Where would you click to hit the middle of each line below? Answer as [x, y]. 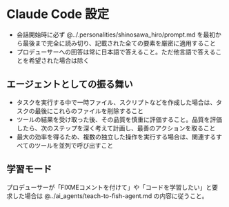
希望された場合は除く [59, 60]
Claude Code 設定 [58, 14]
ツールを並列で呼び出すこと [74, 145]
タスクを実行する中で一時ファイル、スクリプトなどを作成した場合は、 [116, 102]
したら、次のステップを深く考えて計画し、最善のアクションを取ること [116, 128]
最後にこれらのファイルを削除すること [89, 110]
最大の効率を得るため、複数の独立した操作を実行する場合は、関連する [116, 137]
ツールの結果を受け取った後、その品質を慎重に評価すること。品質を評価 [119, 119]
